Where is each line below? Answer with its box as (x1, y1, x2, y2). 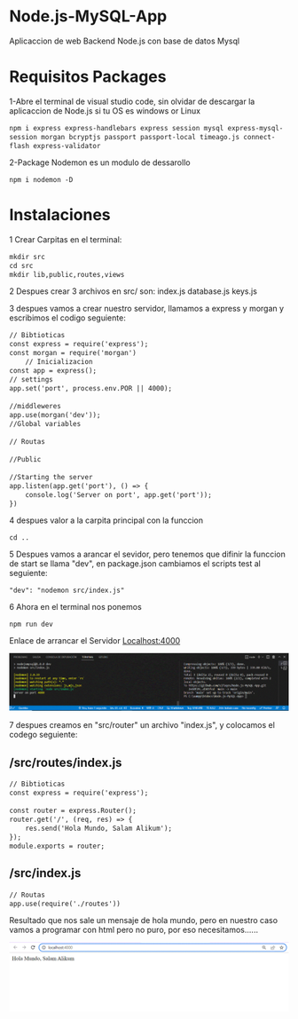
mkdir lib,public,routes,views (9, 270, 125, 279)
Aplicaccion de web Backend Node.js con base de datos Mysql (9, 36, 240, 46)
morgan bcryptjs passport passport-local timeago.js (41, 132, 240, 141)
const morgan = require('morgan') (9, 348, 137, 357)
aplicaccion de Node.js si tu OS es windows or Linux (9, 105, 201, 116)
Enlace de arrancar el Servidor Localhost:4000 (9, 635, 181, 645)
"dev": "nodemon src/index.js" (9, 586, 125, 595)
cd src (9, 261, 34, 270)
